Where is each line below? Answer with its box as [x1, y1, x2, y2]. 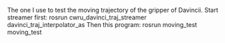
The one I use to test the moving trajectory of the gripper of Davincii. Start [7, 6, 219, 14]
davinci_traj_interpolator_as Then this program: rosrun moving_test [7, 21, 197, 28]
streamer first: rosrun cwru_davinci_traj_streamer [7, 13, 147, 21]
